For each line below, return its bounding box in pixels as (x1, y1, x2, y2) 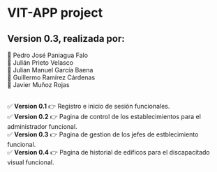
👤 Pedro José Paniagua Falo (7, 51, 89, 59)
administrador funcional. (7, 123, 78, 130)
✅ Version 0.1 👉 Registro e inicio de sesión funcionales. (7, 102, 170, 110)
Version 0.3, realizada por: (7, 33, 126, 45)
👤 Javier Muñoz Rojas (7, 81, 70, 88)
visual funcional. (7, 158, 54, 166)
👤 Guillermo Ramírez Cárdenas (7, 73, 96, 81)
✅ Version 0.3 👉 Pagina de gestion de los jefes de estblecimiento (7, 130, 199, 139)
